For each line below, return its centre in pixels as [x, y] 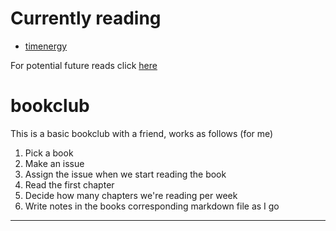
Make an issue [54, 163]
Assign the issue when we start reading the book [125, 174]
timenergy [46, 46]
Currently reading [86, 18]
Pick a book [49, 153]
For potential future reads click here [84, 65]
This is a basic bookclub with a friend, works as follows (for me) [142, 133]
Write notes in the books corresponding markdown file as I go [152, 206]
